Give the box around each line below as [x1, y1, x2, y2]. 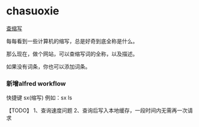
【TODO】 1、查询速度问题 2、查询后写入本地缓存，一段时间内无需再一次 [6, 107, 188, 114]
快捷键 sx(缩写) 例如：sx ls [6, 94, 72, 101]
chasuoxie [6, 4, 60, 18]
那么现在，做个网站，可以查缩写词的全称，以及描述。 [6, 50, 138, 58]
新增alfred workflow [6, 79, 66, 87]
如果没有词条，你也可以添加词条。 [6, 63, 91, 70]
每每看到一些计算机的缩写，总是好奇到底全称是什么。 [6, 37, 138, 44]
